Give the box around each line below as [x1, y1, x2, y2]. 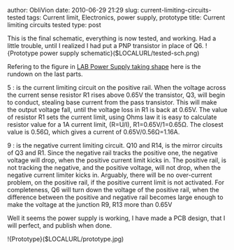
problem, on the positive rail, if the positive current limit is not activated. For [7, 178, 225, 187]
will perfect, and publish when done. [7, 221, 112, 229]
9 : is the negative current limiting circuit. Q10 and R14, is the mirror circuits [7, 141, 223, 149]
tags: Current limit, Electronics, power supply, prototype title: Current [27, 13, 226, 22]
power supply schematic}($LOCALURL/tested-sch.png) [39, 49, 200, 57]
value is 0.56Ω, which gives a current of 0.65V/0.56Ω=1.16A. [7, 128, 180, 136]
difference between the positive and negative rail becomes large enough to [7, 193, 224, 201]
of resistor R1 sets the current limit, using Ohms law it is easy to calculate [7, 113, 217, 121]
